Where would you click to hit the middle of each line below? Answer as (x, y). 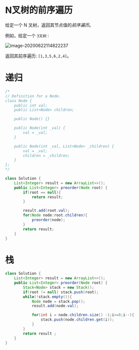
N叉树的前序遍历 (39, 10)
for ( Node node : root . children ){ (55, 215)
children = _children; (46, 156)
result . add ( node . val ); (55, 306)
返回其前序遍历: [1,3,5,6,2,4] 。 (38, 56)
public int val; (31, 105)
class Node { (19, 101)
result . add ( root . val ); (46, 211)
